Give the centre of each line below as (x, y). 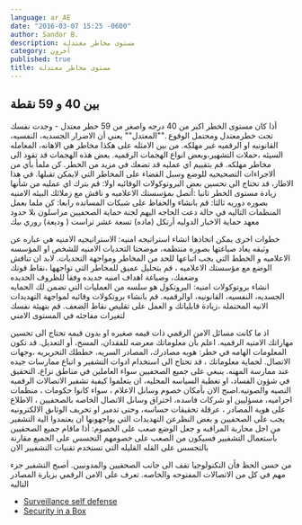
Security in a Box (54, 511)
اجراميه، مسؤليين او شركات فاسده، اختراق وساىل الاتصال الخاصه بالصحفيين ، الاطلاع (151, 399)
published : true (40, 59)
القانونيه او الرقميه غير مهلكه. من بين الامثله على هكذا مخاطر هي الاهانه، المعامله (144, 145)
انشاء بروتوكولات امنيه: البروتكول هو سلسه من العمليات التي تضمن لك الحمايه (140, 286)
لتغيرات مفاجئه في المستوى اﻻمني (68, 315)
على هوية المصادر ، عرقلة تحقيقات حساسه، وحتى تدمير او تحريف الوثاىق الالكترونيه (148, 409)
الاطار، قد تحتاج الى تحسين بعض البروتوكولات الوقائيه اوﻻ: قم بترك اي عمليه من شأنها (152, 183)
